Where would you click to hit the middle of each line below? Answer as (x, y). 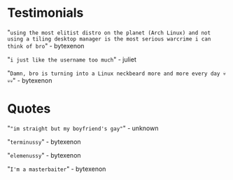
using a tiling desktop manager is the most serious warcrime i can (109, 39)
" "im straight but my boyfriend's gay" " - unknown (83, 128)
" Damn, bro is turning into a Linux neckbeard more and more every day (114, 73)
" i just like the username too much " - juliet (72, 59)
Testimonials (45, 13)
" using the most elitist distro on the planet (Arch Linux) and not (109, 32)
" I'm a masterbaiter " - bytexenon (57, 169)
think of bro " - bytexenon (46, 46)
